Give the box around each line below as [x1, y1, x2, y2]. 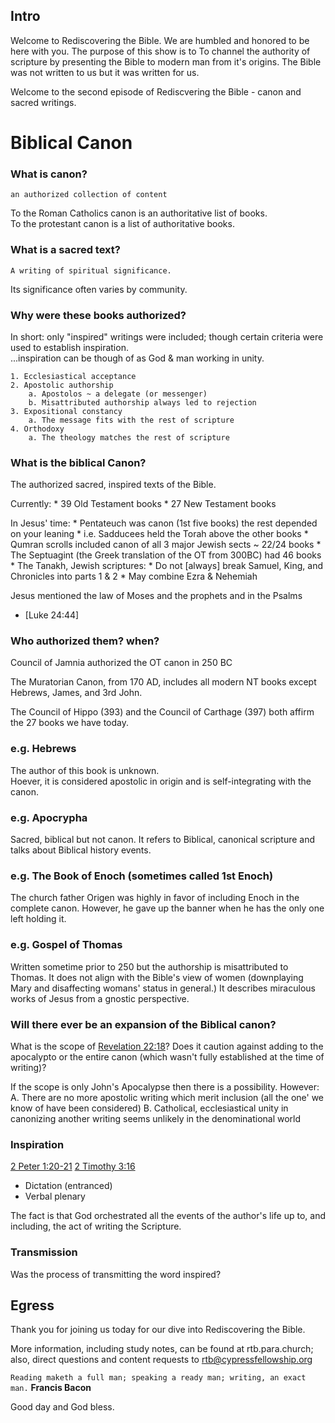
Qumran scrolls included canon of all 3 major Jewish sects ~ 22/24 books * [10, 539, 322, 551]
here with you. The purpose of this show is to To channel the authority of [10, 45, 311, 57]
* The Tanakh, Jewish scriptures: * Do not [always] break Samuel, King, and [10, 560, 324, 572]
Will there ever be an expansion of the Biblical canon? [10, 1017, 277, 1031]
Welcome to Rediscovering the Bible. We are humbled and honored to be [10, 34, 310, 46]
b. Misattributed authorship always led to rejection [28, 397, 257, 408]
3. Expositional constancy [10, 406, 123, 416]
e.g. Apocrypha [10, 810, 88, 824]
